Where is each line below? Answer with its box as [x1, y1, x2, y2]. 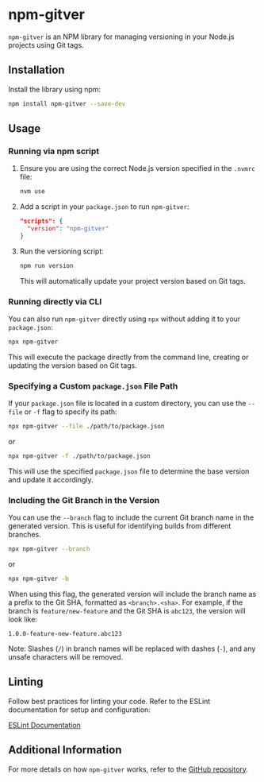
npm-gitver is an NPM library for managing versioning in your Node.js [8, 32, 235, 41]
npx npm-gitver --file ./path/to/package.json [8, 423, 165, 431]
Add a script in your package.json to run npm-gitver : [19, 202, 189, 211]
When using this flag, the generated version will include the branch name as [8, 589, 257, 598]
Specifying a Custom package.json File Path [8, 380, 178, 391]
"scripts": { [19, 217, 63, 226]
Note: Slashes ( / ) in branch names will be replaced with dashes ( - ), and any [8, 644, 256, 653]
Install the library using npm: [8, 84, 101, 94]
